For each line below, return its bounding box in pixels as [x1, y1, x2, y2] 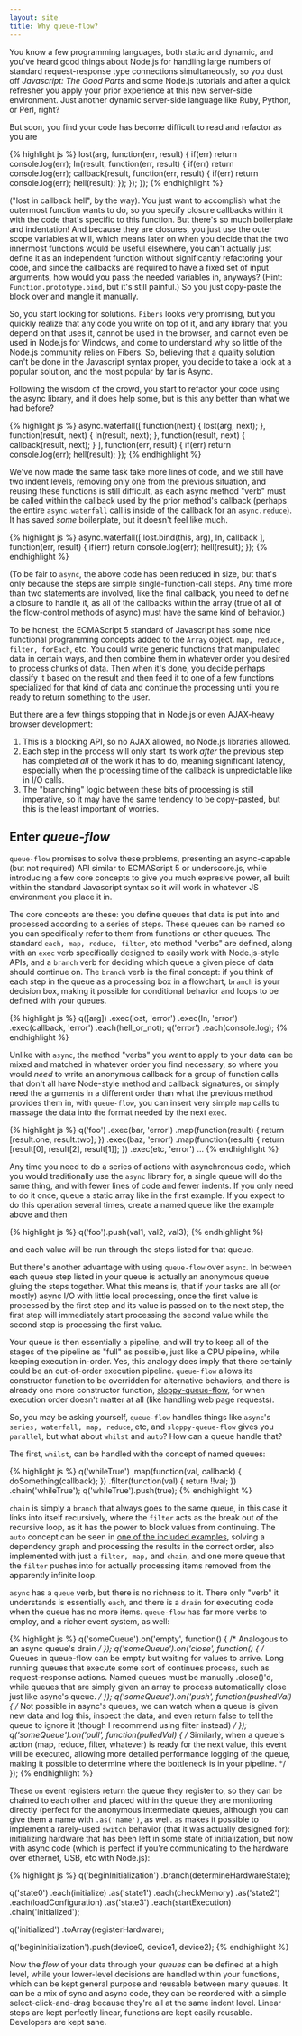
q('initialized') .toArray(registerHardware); [9, 1924, 165, 1935]
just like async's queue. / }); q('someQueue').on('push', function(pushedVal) [9, 1691, 292, 1702]
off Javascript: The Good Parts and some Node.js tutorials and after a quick [9, 75, 291, 86]
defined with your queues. [9, 995, 107, 1007]
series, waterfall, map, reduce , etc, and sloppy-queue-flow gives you [9, 1421, 274, 1432]
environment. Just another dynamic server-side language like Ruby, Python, [9, 94, 291, 105]
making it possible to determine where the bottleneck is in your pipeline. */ [9, 1758, 287, 1770]
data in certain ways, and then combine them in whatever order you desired [9, 653, 291, 664]
